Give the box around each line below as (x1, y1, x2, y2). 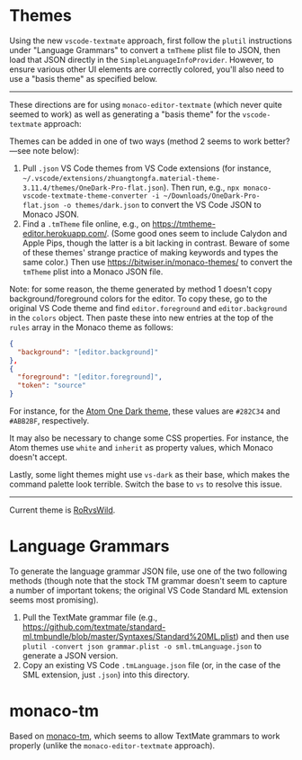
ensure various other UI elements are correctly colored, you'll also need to (9, 64, 285, 75)
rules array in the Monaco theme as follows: (9, 321, 173, 333)
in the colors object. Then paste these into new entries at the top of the (9, 312, 274, 323)
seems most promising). (9, 595, 99, 605)
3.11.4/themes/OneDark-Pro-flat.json (22, 183, 164, 192)
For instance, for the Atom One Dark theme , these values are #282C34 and (9, 406, 280, 416)
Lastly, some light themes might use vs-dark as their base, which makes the (9, 469, 290, 480)
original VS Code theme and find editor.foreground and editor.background (9, 302, 288, 313)
